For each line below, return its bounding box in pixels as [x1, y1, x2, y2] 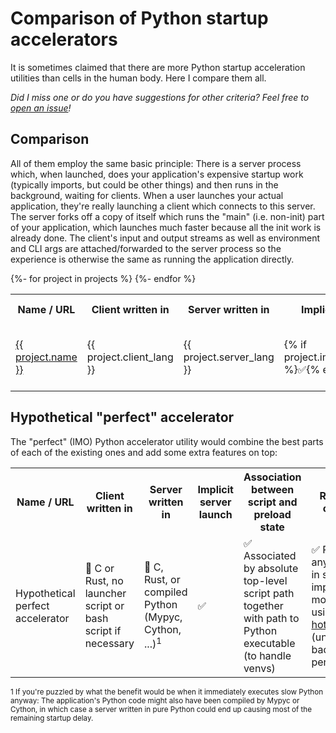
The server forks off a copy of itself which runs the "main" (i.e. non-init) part [10, 210, 325, 222]
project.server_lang [183, 350, 275, 364]
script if [84, 623, 122, 637]
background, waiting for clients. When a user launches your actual [10, 189, 284, 201]
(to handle [243, 648, 292, 662]
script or [84, 598, 125, 612]
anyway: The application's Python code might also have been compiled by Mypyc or [10, 695, 300, 706]
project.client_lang [86, 350, 174, 364]
